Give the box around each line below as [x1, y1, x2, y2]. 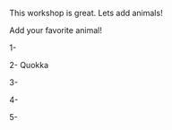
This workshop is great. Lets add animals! [9, 8, 163, 18]
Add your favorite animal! [9, 25, 103, 35]
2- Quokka [9, 60, 49, 70]
